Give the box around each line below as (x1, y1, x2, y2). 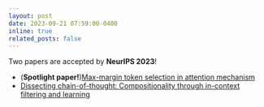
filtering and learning (19, 90, 91, 100)
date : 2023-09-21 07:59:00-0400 (8, 19, 118, 28)
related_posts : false (8, 34, 82, 43)
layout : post (8, 11, 53, 20)
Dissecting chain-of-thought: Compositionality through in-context (19, 81, 240, 91)
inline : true (8, 27, 53, 35)
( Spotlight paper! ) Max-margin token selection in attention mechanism (19, 72, 256, 82)
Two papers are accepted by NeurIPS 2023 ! (8, 57, 157, 66)
